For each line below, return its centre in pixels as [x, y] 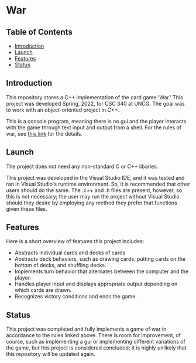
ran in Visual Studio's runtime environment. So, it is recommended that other [98, 184]
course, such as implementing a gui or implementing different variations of [96, 342]
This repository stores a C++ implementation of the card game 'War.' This [94, 97]
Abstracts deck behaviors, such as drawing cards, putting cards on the [100, 259]
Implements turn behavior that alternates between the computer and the [102, 271]
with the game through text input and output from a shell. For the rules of [94, 127]
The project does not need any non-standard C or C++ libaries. [82, 166]
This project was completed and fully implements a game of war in [86, 329]
